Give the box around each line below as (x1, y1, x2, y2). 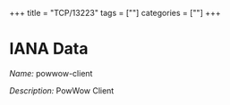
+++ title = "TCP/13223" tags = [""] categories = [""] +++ (9, 8, 221, 18)
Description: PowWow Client (9, 85, 115, 96)
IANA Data (9, 39, 89, 59)
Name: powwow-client (9, 68, 93, 78)
